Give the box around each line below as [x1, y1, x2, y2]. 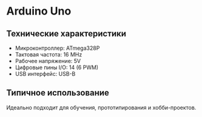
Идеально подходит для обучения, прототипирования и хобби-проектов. [6, 104, 197, 111]
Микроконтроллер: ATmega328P [15, 44, 100, 52]
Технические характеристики [6, 28, 126, 39]
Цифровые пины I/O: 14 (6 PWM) [15, 64, 99, 71]
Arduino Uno [6, 4, 72, 18]
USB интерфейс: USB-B [15, 70, 76, 77]
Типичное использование [6, 88, 109, 98]
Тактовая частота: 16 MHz [15, 51, 82, 58]
